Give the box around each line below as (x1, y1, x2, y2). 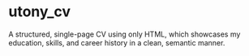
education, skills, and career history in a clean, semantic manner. (8, 37, 225, 47)
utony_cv (8, 2, 71, 21)
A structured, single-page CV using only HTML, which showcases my (8, 29, 241, 39)
